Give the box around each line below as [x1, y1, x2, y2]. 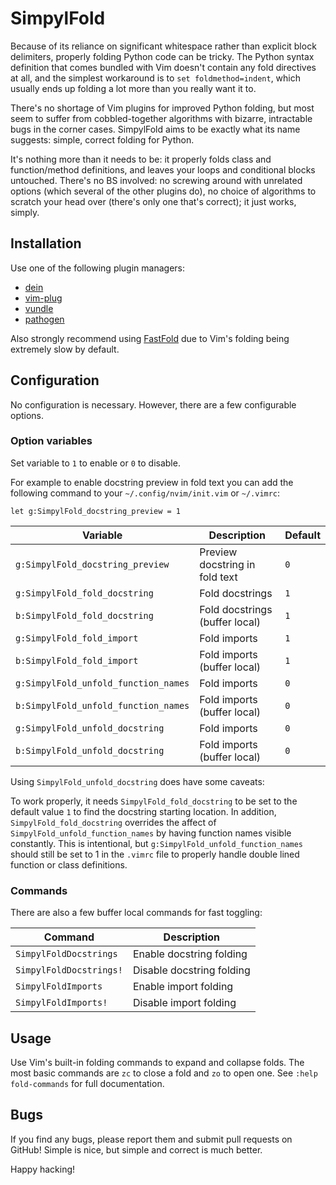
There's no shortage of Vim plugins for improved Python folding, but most [10, 102, 315, 114]
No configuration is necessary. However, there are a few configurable [10, 398, 297, 411]
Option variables [10, 434, 93, 448]
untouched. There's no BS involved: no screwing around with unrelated [10, 174, 303, 186]
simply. [10, 206, 40, 218]
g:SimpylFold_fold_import [15, 632, 139, 644]
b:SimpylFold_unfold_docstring [15, 745, 165, 756]
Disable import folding [132, 996, 237, 1010]
